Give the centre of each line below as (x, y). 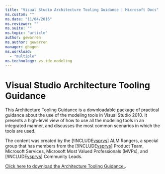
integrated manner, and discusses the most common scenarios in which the (83, 126)
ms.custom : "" (20, 14)
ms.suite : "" (19, 28)
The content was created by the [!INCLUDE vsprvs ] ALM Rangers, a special (82, 141)
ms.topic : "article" (27, 33)
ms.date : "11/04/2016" (29, 19)
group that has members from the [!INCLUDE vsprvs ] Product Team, (75, 146)
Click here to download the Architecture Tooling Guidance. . (66, 166)
